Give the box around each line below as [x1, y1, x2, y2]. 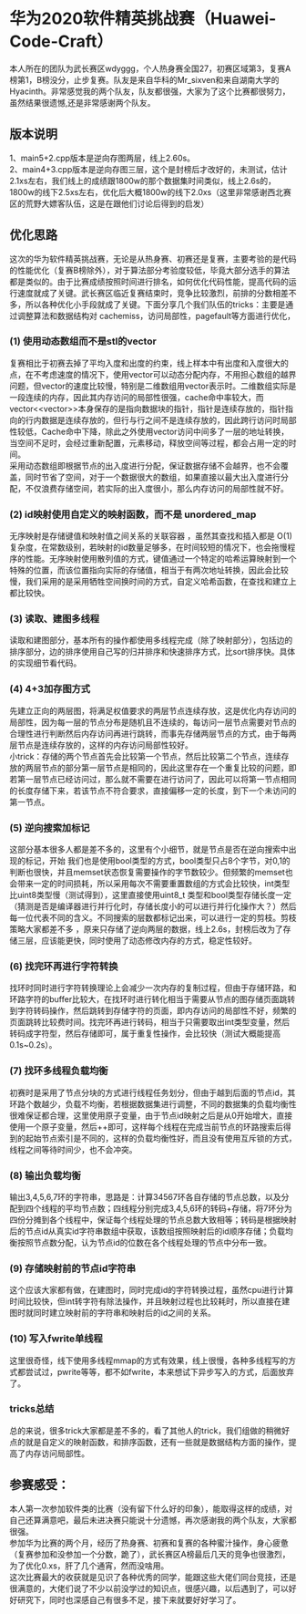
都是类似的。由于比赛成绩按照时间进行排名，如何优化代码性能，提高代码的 [9, 275, 289, 287]
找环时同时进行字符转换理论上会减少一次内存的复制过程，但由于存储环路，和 [9, 982, 297, 994]
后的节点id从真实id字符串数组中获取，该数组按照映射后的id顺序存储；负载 [9, 1226, 285, 1236]
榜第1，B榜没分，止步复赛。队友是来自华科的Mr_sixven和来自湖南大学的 [9, 74, 280, 85]
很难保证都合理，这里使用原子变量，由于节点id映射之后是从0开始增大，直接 [9, 1110, 293, 1121]
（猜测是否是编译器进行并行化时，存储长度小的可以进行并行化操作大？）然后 [9, 901, 297, 912]
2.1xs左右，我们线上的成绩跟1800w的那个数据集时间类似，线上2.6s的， [9, 175, 276, 186]
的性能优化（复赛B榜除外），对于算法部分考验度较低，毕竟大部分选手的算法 [9, 264, 291, 275]
